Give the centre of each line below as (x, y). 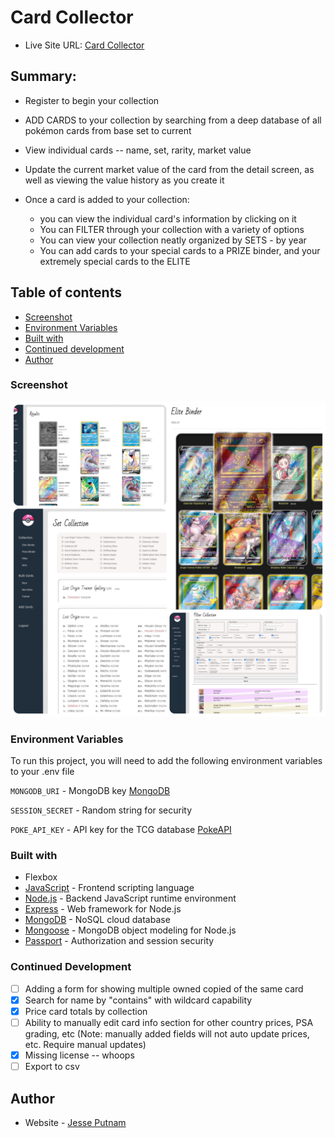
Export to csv (52, 1067)
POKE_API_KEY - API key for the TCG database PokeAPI (121, 830)
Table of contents (66, 292)
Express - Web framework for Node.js (103, 909)
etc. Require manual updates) (85, 1044)
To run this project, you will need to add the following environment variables (166, 761)
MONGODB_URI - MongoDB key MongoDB (90, 791)
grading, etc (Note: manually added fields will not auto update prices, (167, 1034)
